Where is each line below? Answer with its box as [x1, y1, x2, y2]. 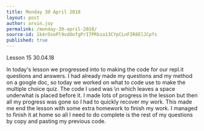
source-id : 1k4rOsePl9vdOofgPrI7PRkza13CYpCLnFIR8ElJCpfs [6, 32, 157, 38]
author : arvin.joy [6, 20, 53, 26]
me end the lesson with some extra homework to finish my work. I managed [6, 105, 198, 112]
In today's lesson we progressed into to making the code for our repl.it [6, 66, 184, 73]
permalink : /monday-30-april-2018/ [6, 26, 97, 32]
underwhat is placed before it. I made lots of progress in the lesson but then [6, 92, 198, 99]
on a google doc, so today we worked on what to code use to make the [6, 79, 186, 86]
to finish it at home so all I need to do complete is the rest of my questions [6, 111, 193, 118]
